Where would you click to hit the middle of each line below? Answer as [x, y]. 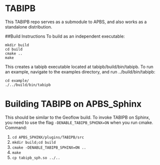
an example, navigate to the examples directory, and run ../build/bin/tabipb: [80, 72]
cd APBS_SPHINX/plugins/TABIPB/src [48, 137]
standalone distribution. [29, 27]
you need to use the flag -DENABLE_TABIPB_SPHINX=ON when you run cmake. [79, 122]
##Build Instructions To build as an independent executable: [65, 36]
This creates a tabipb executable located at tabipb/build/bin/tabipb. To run [79, 67]
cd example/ [17, 81]
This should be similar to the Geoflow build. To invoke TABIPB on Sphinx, [78, 117]
